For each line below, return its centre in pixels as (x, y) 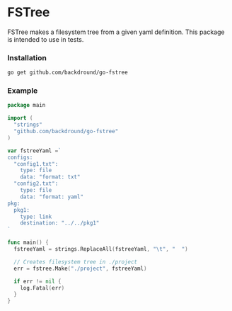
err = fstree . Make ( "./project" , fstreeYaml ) (80, 268)
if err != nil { (37, 281)
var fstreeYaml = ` (34, 151)
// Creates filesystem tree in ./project (76, 262)
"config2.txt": (36, 184)
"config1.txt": (36, 164)
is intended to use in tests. (46, 39)
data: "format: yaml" (52, 197)
